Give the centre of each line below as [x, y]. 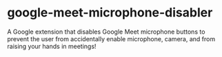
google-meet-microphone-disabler [110, 13]
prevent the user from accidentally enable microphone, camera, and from [111, 38]
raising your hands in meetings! [52, 46]
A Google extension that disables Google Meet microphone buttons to [106, 32]
